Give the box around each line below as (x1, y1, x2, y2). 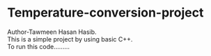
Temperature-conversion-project (7, 5, 204, 21)
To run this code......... (7, 42, 70, 50)
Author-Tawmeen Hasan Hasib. (7, 28, 97, 36)
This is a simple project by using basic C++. (7, 35, 133, 43)
